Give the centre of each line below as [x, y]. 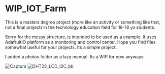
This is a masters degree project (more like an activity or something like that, [83, 22]
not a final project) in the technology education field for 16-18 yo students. [80, 27]
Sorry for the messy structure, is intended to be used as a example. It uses [81, 37]
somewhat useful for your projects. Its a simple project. [61, 47]
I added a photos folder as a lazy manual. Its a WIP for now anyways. [75, 56]
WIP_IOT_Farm [36, 9]
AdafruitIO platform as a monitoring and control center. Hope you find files [81, 42]
